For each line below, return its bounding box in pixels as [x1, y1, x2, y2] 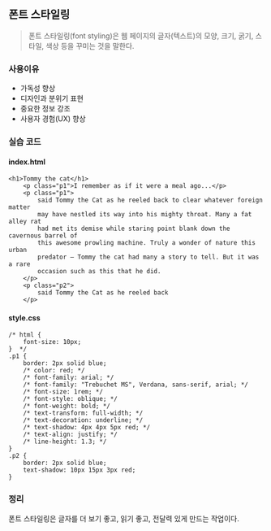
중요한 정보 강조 [19, 104, 71, 114]
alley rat [8, 218, 42, 226]
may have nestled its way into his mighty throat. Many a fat [37, 211, 252, 219]
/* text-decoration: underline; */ [23, 416, 144, 424]
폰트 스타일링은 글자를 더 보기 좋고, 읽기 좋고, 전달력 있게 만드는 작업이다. [8, 513, 239, 523]
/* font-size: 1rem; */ [23, 388, 104, 396]
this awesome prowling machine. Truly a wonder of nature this [37, 239, 256, 247]
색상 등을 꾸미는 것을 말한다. [45, 41, 135, 50]
